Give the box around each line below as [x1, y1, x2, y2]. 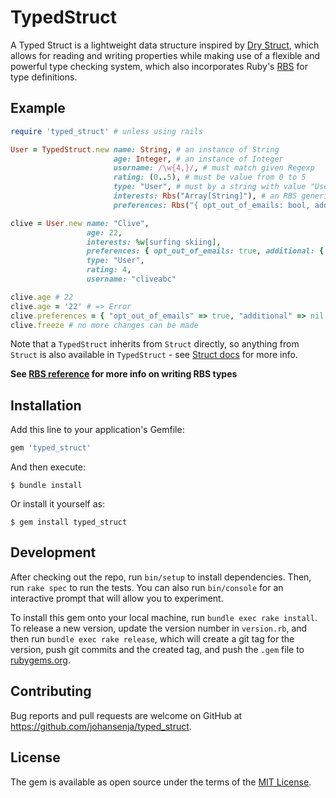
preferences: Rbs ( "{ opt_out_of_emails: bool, [113, 200, 311, 210]
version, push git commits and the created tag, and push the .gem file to [10, 643, 305, 655]
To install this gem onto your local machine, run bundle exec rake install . [10, 611, 318, 623]
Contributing [10, 683, 92, 700]
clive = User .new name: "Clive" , [10, 218, 150, 228]
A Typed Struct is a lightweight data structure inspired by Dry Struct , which [10, 39, 320, 51]
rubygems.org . [10, 654, 71, 666]
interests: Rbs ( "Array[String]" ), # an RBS [113, 191, 298, 201]
